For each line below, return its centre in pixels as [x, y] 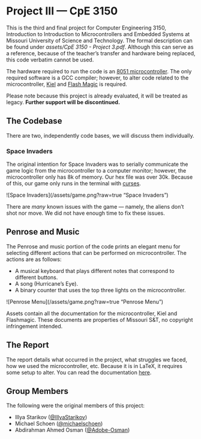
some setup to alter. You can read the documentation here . [79, 372]
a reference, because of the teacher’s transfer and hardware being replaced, [101, 53]
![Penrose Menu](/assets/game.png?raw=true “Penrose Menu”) [85, 301]
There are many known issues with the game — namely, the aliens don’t [95, 207]
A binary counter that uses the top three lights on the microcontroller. [100, 290]
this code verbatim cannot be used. [50, 60]
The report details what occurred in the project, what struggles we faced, [97, 360]
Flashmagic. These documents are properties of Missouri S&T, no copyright [100, 319]
